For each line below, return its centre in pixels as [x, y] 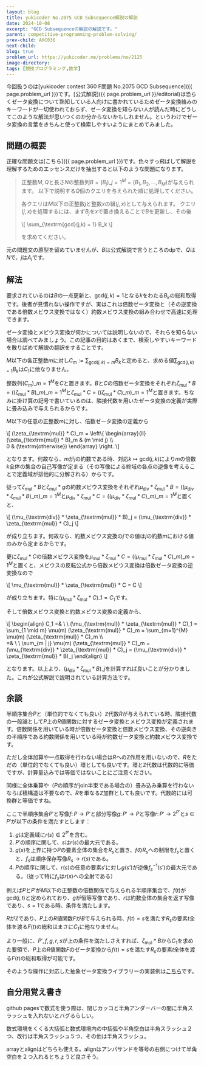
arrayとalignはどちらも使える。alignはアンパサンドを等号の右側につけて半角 [102, 1049]
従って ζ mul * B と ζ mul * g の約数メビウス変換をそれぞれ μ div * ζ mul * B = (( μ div [100, 488]
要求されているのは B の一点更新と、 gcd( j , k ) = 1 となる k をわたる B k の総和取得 [101, 296]
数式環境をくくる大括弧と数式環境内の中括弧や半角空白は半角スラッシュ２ [99, 1028]
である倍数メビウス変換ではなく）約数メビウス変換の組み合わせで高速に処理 [102, 311]
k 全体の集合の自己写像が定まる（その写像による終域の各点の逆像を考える [98, 466]
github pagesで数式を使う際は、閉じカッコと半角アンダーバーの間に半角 [97, 1008]
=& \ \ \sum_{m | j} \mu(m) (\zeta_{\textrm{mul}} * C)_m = [78, 643]
